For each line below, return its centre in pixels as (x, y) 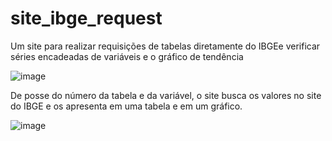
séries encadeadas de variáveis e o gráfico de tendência (127, 56)
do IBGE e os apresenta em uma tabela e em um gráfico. (126, 106)
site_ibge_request (86, 18)
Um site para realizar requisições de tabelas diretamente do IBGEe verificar (165, 46)
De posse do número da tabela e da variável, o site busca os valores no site (166, 95)
